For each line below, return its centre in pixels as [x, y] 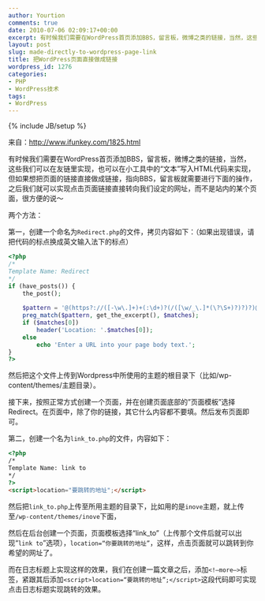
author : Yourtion [37, 15]
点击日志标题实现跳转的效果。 [56, 589]
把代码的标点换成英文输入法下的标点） [70, 242]
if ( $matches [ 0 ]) [51, 323]
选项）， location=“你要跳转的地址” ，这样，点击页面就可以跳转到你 [150, 543]
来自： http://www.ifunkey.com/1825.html [75, 142]
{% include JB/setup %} [47, 126]
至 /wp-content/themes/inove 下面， [64, 516]
